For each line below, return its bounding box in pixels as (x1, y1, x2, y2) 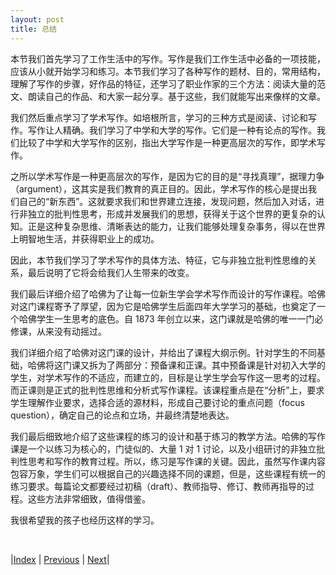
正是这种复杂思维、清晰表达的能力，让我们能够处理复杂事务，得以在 (27, 220, 308, 232)
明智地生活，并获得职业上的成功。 (18, 232, 160, 245)
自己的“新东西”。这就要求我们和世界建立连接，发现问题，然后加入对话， (18, 195, 317, 207)
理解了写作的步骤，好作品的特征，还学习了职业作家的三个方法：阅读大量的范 (10, 77, 326, 90)
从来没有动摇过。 (36, 325, 107, 337)
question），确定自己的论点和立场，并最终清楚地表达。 (10, 409, 235, 421)
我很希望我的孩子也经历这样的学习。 (10, 514, 160, 526)
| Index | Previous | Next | (10, 553, 110, 565)
